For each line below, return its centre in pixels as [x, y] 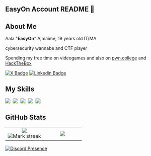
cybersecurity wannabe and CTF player [46, 48]
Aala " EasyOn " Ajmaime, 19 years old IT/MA [51, 39]
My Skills [20, 89]
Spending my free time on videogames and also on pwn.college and [76, 58]
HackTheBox [18, 63]
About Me [21, 26]
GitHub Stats [26, 118]
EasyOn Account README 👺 [50, 9]
